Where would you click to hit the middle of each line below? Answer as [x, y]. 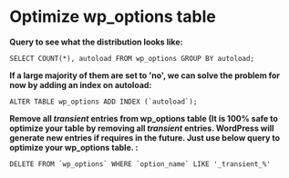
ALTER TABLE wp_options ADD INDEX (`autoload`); [103, 102]
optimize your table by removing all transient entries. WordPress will [142, 128]
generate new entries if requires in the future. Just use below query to [145, 137]
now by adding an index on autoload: [81, 84]
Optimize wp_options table [113, 17]
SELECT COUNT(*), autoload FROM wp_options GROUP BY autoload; [132, 58]
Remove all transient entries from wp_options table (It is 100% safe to [144, 118]
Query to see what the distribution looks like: [96, 42]
